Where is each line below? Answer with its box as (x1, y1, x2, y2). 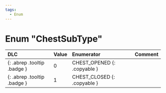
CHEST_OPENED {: (72, 59, 116, 66)
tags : (5, 7, 16, 12)
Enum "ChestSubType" (5, 33, 103, 45)
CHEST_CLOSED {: (72, 74, 115, 81)
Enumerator (72, 51, 101, 58)
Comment (134, 51, 159, 58)
